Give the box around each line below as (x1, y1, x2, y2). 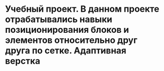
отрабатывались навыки (5, 14, 112, 25)
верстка (5, 55, 41, 67)
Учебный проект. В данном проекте (5, 3, 160, 15)
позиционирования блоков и (5, 24, 129, 35)
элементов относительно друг (5, 35, 137, 46)
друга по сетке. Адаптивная (5, 45, 127, 56)
